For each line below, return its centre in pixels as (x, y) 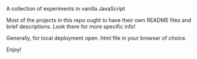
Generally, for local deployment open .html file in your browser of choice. (97, 38)
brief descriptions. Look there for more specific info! (71, 27)
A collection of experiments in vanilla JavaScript (66, 9)
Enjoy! (14, 49)
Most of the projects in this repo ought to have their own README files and (99, 20)
